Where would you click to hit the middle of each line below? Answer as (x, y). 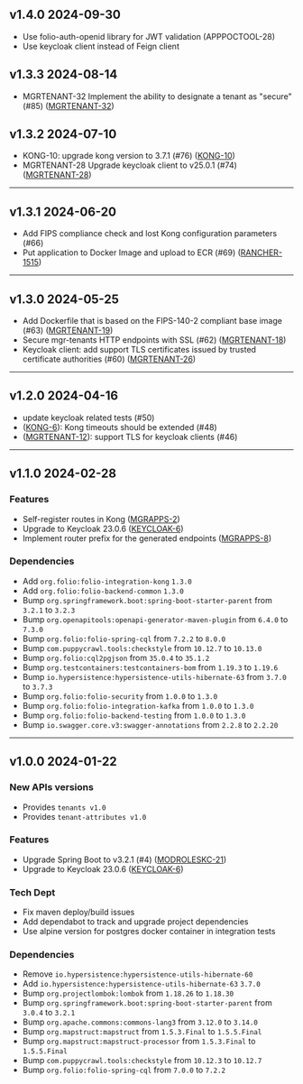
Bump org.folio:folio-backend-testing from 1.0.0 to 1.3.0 (134, 715)
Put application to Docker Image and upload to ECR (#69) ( (132, 253)
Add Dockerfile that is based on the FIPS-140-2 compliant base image (152, 321)
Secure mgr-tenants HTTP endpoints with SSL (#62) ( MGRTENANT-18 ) (154, 340)
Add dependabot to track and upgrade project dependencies (135, 922)
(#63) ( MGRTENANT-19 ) (68, 331)
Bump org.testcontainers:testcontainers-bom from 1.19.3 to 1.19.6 (150, 667)
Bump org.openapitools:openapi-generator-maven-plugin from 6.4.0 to (155, 619)
